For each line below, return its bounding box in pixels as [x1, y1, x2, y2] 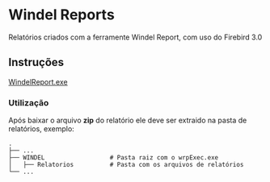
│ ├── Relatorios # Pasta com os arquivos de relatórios [8, 161, 244, 169]
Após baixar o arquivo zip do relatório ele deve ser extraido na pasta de [8, 115, 247, 126]
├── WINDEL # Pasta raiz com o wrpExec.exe [8, 154, 219, 162]
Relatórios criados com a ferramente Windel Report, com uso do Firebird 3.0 [8, 32, 263, 42]
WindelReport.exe [8, 77, 68, 86]
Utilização [8, 97, 49, 108]
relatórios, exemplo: [8, 124, 74, 134]
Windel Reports [8, 6, 115, 24]
